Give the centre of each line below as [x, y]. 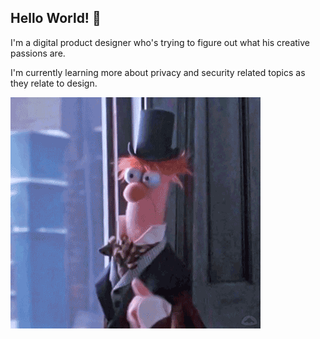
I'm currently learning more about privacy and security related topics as [158, 72]
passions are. [38, 53]
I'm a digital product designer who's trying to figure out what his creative [160, 42]
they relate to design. [54, 83]
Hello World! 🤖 [56, 18]
